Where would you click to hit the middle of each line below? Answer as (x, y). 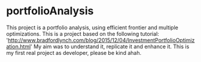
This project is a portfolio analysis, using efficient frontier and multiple (92, 27)
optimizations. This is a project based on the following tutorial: (83, 33)
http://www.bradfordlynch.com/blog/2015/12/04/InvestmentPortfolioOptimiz (101, 40)
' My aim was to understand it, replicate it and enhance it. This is (110, 46)
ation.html (19, 46)
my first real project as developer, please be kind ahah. (74, 52)
